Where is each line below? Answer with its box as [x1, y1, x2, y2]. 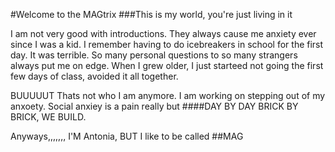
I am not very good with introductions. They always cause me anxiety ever [10, 28, 317, 39]
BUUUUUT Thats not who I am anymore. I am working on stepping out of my [10, 90, 326, 101]
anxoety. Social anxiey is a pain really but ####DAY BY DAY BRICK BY [10, 100, 299, 112]
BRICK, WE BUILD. [10, 111, 87, 123]
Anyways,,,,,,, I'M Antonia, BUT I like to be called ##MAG [10, 130, 244, 142]
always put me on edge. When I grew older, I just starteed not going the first [10, 60, 324, 71]
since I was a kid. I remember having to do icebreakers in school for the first [10, 39, 324, 50]
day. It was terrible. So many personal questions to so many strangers [10, 49, 298, 61]
